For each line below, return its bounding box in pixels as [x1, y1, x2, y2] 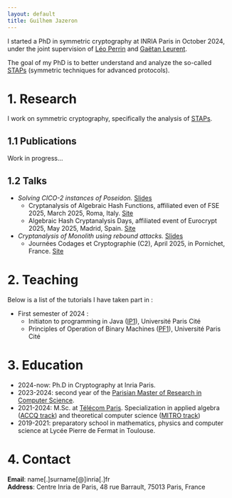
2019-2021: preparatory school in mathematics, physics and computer [17, 419, 224, 427]
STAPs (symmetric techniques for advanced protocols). [7, 66, 170, 74]
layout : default [7, 10, 56, 18]
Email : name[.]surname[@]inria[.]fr [7, 474, 110, 483]
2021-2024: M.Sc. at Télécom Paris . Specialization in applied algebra [17, 403, 220, 412]
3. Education [7, 357, 84, 374]
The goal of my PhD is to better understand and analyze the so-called [7, 58, 212, 66]
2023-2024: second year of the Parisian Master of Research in [17, 388, 202, 397]
